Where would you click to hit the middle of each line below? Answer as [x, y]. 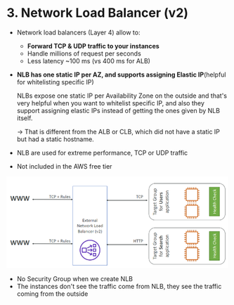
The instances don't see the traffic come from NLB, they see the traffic [119, 286]
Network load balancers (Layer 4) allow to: [78, 32]
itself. [25, 118]
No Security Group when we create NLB [74, 278]
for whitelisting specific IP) [55, 82]
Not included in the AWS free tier [64, 166]
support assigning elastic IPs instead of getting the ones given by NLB [118, 110]
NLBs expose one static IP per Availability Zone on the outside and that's [122, 96]
